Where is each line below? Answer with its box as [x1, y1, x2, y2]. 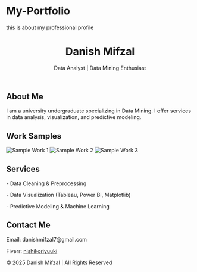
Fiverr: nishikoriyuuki [6, 247, 58, 254]
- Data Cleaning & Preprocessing [6, 180, 87, 187]
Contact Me [6, 220, 51, 230]
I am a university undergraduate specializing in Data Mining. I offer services [6, 107, 192, 114]
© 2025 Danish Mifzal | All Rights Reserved [6, 259, 112, 266]
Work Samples [6, 131, 61, 141]
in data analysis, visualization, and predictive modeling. [6, 114, 142, 121]
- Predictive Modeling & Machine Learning [6, 202, 110, 210]
